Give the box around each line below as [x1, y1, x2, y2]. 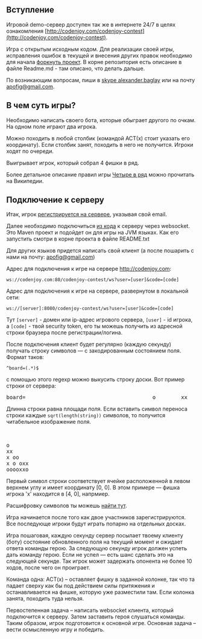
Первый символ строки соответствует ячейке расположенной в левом [6, 478, 191, 485]
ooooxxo [6, 466, 29, 473]
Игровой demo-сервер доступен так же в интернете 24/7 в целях [6, 21, 176, 28]
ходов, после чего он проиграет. [6, 564, 90, 571]
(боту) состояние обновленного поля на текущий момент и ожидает [6, 538, 183, 546]
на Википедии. [6, 177, 44, 184]
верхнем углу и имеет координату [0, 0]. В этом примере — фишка [6, 484, 180, 491]
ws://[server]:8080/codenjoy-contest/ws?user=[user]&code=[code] [6, 305, 174, 312]
